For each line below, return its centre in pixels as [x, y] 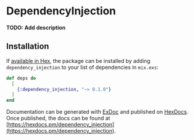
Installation [28, 46]
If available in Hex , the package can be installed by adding [78, 60]
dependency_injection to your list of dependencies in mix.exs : [82, 67]
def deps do [21, 78]
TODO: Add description [36, 28]
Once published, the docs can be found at [58, 118]
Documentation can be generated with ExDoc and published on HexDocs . [97, 112]
